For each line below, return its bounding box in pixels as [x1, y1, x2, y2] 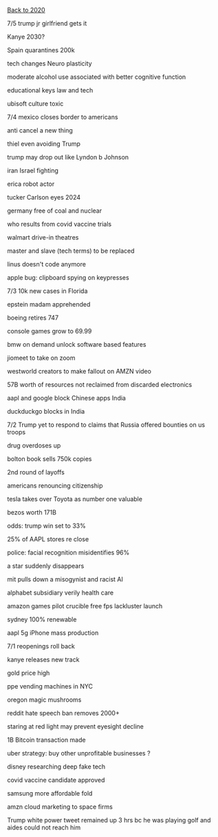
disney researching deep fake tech [7, 762, 106, 771]
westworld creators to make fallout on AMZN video [7, 367, 151, 375]
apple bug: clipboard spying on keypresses [7, 273, 129, 282]
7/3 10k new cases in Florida [7, 287, 88, 295]
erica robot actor [7, 180, 55, 188]
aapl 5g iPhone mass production [7, 628, 99, 637]
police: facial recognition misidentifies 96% [7, 548, 130, 557]
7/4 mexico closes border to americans [7, 113, 118, 121]
